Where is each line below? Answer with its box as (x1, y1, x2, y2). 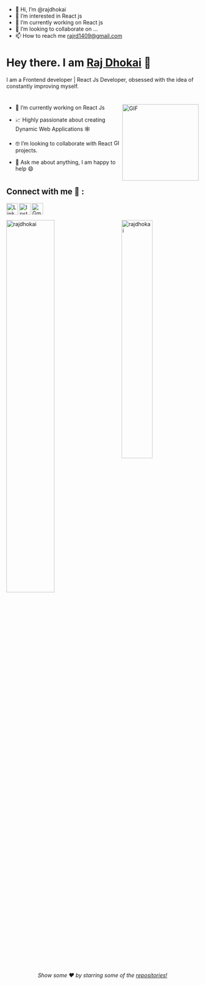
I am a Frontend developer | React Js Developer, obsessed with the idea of (6, 76, 194, 83)
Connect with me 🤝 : (6, 186, 84, 197)
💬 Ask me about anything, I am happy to (15, 159, 116, 166)
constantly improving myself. (6, 82, 79, 90)
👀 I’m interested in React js (15, 12, 82, 20)
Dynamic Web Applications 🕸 (15, 125, 90, 133)
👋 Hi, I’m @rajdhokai (15, 6, 67, 13)
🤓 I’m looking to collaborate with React (15, 140, 113, 147)
